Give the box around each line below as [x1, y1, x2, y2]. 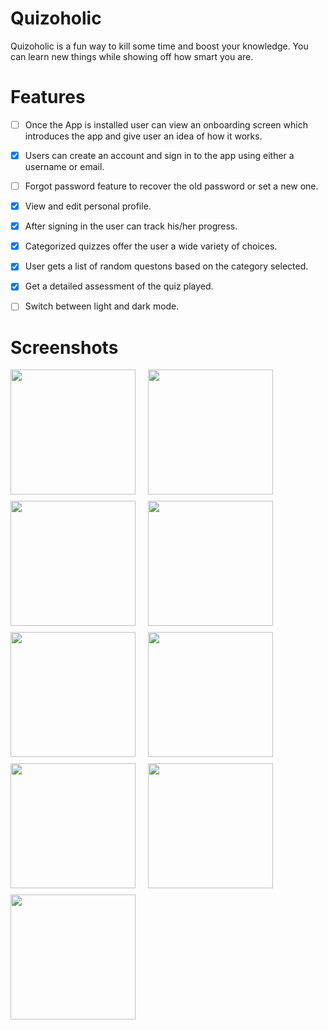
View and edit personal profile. [24, 200, 152, 212]
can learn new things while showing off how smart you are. [10, 50, 254, 62]
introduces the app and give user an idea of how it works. [24, 130, 263, 142]
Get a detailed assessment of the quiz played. [24, 280, 214, 292]
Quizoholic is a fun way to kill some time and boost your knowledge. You [10, 40, 309, 52]
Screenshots [10, 336, 119, 359]
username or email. [24, 161, 105, 172]
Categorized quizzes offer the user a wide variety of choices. [24, 240, 278, 252]
